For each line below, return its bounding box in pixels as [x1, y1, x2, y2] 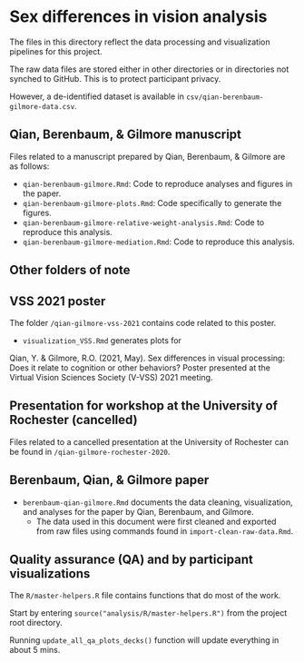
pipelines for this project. [9, 45, 103, 56]
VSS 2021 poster [9, 293, 106, 309]
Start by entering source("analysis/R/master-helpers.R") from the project [9, 608, 288, 618]
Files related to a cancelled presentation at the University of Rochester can [9, 436, 289, 447]
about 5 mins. [9, 645, 61, 656]
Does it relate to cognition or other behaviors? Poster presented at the [9, 361, 270, 373]
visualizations [9, 566, 91, 581]
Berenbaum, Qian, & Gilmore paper [9, 472, 210, 488]
